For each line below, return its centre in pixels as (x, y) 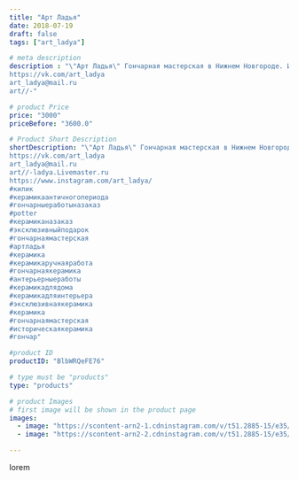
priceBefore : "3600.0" (51, 124)
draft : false (33, 34)
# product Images (41, 401)
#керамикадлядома (41, 288)
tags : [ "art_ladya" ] (47, 42)
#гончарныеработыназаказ (55, 205)
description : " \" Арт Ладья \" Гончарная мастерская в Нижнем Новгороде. (146, 66)
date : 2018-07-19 (41, 26)
